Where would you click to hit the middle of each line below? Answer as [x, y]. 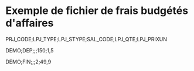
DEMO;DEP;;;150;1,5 [30, 50]
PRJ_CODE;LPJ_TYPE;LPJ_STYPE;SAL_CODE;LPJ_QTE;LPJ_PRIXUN [86, 39]
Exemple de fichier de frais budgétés [97, 11]
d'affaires [30, 23]
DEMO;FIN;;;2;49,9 [28, 62]
